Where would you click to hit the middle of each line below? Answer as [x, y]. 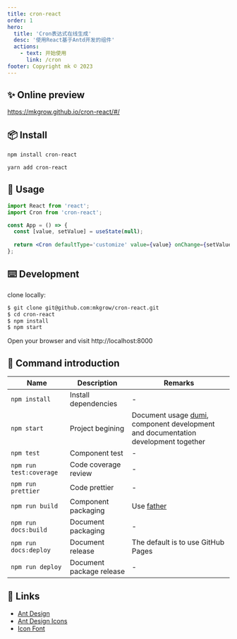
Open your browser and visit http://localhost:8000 [80, 341]
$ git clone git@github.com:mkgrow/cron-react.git [83, 308]
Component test [96, 453]
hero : [15, 27]
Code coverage [95, 465]
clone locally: [26, 294]
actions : [26, 47]
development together [169, 442]
